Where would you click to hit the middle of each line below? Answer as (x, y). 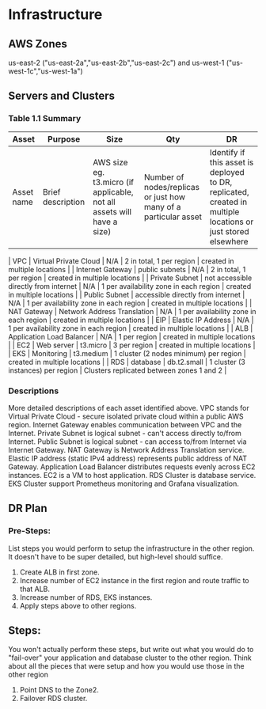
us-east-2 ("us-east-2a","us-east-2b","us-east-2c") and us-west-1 (116, 63)
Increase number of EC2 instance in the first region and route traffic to (134, 580)
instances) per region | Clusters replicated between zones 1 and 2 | (118, 370)
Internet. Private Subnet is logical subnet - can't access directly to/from (125, 433)
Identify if (227, 152)
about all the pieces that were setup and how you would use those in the (127, 666)
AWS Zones (38, 44)
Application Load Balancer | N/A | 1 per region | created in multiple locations (132, 336)
